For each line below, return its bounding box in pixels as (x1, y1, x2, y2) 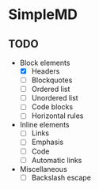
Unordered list (31, 93, 78, 103)
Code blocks (31, 102, 74, 112)
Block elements (19, 58, 70, 67)
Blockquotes (31, 75, 73, 85)
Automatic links (31, 155, 82, 165)
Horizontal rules (31, 111, 84, 120)
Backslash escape (31, 173, 91, 182)
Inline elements (19, 120, 70, 130)
